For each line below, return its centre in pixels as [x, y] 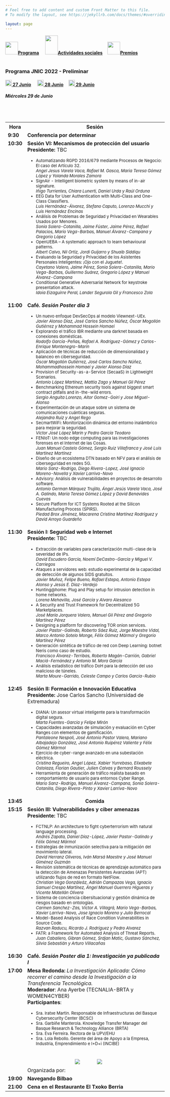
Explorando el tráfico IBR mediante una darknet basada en [92, 331]
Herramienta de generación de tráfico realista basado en [91, 773]
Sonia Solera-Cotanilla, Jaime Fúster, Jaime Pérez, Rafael [92, 226]
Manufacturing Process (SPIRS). [67, 509]
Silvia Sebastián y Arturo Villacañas [70, 943]
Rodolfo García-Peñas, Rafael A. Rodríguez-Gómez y [88, 341]
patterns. [45, 247]
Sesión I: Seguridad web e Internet [70, 532]
